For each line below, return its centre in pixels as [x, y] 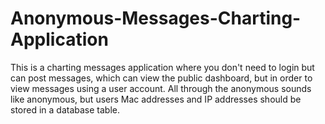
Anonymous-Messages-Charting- [156, 18]
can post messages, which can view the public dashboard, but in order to [161, 78]
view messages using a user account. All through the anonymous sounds [161, 88]
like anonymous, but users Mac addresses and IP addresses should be [156, 99]
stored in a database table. [65, 109]
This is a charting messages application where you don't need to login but [162, 67]
